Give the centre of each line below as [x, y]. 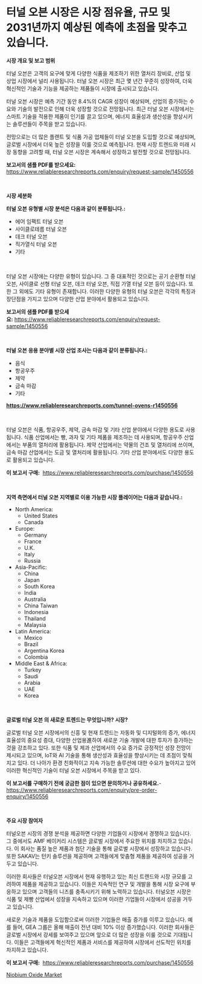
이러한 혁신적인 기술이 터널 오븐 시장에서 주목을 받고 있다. [74, 770]
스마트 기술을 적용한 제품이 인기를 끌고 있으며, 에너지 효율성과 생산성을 [89, 116]
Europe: [25, 528]
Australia [35, 599]
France [33, 541]
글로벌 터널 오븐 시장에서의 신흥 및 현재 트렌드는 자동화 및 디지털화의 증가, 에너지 [101, 733]
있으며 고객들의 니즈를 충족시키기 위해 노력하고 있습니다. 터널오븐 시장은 [107, 892]
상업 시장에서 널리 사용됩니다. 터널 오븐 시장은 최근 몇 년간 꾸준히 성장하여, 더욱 [99, 81]
